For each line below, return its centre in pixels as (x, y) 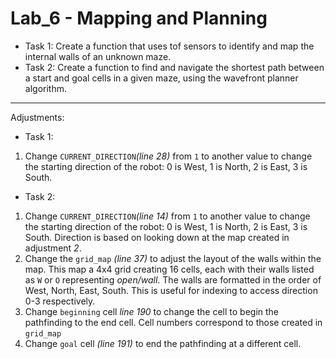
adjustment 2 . (53, 248)
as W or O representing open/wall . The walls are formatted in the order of (173, 279)
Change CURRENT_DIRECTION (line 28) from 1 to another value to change (168, 156)
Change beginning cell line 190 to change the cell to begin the (152, 311)
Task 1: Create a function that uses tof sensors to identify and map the (169, 46)
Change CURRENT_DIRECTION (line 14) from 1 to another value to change (167, 216)
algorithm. (45, 88)
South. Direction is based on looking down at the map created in (157, 237)
